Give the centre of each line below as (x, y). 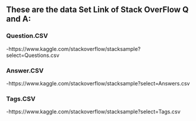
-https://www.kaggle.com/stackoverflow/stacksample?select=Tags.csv (94, 112)
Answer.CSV (25, 71)
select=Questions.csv (33, 55)
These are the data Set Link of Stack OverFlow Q (97, 10)
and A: (19, 19)
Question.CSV (27, 36)
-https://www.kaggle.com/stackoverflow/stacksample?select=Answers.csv (98, 83)
